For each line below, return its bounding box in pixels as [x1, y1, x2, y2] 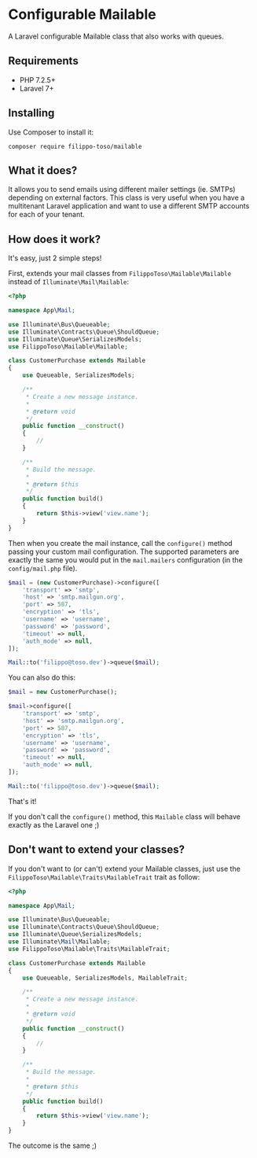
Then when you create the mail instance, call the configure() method [8, 538, 233, 548]
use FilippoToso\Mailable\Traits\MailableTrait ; [8, 945, 171, 953]
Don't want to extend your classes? [8, 843, 185, 857]
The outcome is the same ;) [8, 1141, 97, 1150]
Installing [8, 106, 55, 120]
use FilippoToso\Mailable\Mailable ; [8, 342, 128, 351]
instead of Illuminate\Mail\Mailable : [8, 277, 130, 286]
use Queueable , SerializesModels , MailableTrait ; [22, 974, 189, 982]
